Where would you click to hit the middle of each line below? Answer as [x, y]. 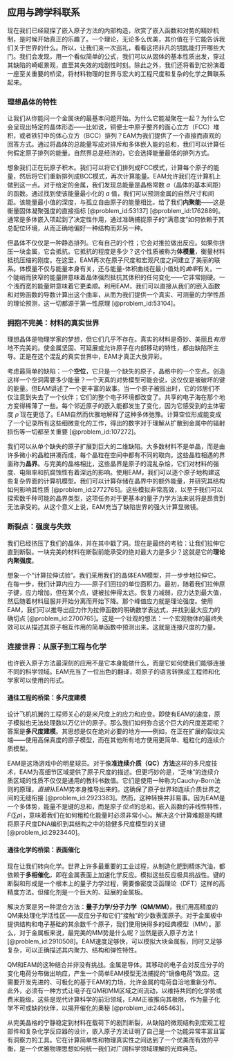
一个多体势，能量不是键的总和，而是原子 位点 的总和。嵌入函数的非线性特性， [116, 807]
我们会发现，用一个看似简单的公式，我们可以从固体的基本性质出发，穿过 [122, 56]
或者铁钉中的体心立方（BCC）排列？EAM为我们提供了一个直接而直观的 [120, 136]
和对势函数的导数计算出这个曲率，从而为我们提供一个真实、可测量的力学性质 [116, 295]
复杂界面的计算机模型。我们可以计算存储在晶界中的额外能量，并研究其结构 [119, 481]
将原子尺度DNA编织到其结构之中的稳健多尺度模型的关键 [86, 824]
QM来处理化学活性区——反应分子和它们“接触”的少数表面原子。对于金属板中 [115, 916]
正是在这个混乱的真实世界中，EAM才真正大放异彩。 [92, 357]
